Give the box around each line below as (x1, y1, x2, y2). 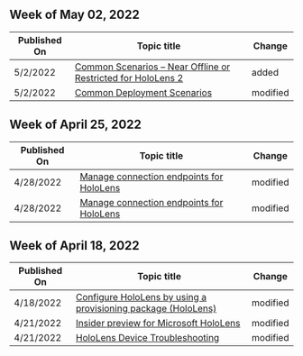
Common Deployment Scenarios (75, 86, 213, 98)
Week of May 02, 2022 (9, 7, 140, 23)
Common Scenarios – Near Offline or (75, 60, 231, 73)
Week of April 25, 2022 (9, 117, 142, 132)
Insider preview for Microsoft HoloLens (75, 317, 241, 330)
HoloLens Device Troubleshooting (75, 332, 220, 344)
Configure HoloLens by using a (75, 291, 207, 304)
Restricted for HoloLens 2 (75, 71, 184, 84)
